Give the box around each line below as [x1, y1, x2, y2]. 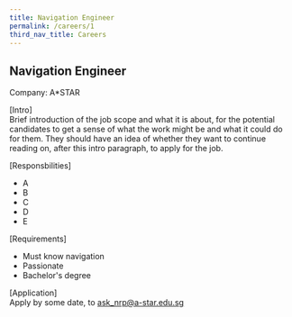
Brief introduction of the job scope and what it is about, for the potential [9, 114, 275, 125]
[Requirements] [9, 233, 68, 244]
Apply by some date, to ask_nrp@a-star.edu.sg [9, 297, 185, 308]
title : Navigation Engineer [9, 13, 115, 23]
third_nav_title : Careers [9, 30, 106, 39]
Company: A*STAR [9, 87, 81, 98]
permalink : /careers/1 [9, 22, 95, 31]
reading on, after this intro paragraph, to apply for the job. [9, 143, 224, 154]
